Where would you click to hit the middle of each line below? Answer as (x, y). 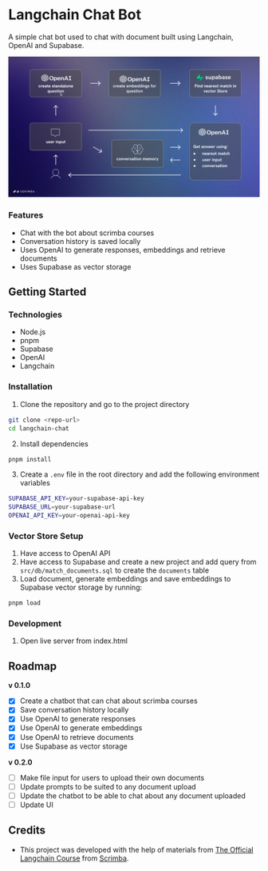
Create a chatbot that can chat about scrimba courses (108, 701)
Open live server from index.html (74, 641)
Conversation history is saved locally (80, 241)
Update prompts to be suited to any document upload (108, 786)
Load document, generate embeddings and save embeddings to (125, 579)
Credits (27, 831)
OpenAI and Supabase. (46, 45)
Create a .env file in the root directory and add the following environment (140, 474)
